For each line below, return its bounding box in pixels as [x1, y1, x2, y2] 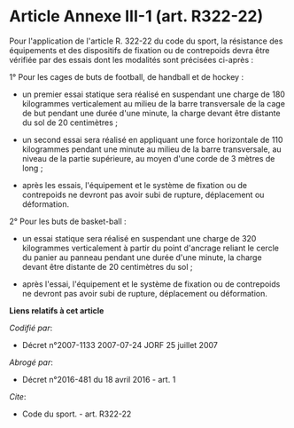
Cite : [9, 391, 27, 401]
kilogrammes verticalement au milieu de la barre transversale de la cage [21, 98, 286, 108]
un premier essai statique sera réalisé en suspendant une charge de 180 [21, 89, 286, 99]
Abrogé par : [9, 357, 53, 368]
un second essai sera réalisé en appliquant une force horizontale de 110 [21, 134, 283, 145]
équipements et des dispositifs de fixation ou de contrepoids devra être [9, 44, 270, 55]
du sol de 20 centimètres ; [21, 117, 118, 128]
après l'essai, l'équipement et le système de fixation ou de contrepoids [21, 278, 281, 289]
